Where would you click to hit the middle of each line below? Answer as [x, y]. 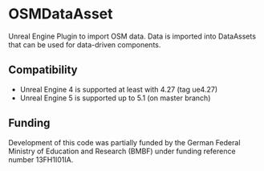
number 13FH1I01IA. [41, 159]
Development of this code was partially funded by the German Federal [124, 142]
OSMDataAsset [61, 14]
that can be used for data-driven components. [85, 44]
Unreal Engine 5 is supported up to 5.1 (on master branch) [115, 98]
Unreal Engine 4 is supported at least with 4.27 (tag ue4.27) [119, 89]
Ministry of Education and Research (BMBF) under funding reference [122, 151]
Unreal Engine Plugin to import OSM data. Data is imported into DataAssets [132, 36]
